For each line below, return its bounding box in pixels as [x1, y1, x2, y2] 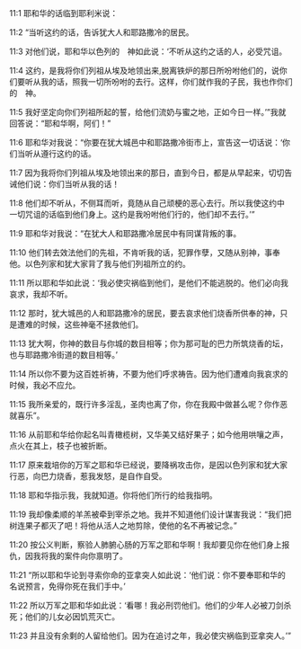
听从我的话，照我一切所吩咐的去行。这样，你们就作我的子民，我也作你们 [24, 76, 293, 87]
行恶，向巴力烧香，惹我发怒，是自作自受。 [9, 471, 167, 481]
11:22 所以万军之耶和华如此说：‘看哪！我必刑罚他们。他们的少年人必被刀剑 [9, 600, 285, 610]
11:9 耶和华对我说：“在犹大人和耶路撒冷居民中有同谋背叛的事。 [9, 228, 242, 238]
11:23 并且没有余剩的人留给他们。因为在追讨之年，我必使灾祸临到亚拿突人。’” [9, 630, 292, 641]
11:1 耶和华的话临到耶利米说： [9, 8, 119, 18]
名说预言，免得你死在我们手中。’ [9, 581, 126, 591]
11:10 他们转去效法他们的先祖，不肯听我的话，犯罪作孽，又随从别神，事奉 [9, 247, 280, 258]
